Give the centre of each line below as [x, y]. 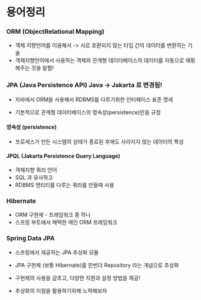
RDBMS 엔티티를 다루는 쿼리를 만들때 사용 [64, 185]
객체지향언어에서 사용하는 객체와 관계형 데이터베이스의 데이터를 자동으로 [100, 60]
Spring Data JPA [31, 239]
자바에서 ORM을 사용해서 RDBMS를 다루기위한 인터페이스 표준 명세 [94, 99]
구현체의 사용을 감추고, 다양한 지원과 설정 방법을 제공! [77, 278]
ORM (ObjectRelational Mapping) [55, 32]
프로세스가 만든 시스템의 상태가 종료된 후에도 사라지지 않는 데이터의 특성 [99, 142]
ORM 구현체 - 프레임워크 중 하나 [53, 215]
